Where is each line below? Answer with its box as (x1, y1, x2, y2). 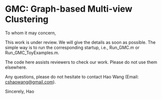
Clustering (5, 14, 49, 25)
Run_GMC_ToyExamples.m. (5, 50, 59, 56)
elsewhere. (5, 64, 27, 70)
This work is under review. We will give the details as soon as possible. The (5, 39, 156, 45)
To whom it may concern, (5, 30, 56, 36)
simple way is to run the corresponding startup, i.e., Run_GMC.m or (5, 44, 140, 50)
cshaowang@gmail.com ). (5, 79, 56, 85)
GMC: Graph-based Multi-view (5, 3, 133, 15)
